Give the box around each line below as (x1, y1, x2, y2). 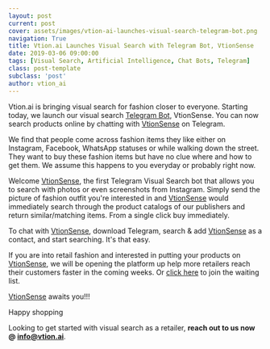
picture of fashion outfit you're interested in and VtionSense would (8, 193, 229, 203)
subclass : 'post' (8, 72, 67, 80)
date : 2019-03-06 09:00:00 (8, 49, 99, 57)
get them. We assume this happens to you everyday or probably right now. (8, 160, 256, 170)
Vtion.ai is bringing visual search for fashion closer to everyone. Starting (8, 102, 248, 111)
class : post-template (8, 65, 81, 73)
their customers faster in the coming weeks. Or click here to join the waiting (8, 267, 260, 277)
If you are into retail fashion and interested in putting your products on (8, 250, 241, 259)
